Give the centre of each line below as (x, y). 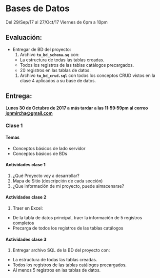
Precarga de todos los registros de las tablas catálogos (68, 228)
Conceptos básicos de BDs (40, 153)
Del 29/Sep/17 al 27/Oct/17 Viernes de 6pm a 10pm (57, 22)
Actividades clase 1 (26, 165)
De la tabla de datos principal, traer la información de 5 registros (77, 218)
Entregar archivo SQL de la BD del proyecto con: (61, 250)
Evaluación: (24, 38)
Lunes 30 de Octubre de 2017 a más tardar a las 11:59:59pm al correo (77, 108)
